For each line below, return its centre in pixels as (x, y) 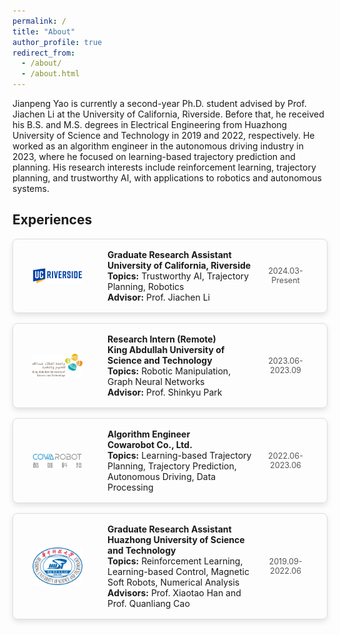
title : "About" (44, 31)
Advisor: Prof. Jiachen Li (158, 297)
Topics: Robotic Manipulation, (169, 371)
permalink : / (39, 21)
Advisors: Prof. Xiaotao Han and (174, 592)
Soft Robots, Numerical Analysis (173, 582)
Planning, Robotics (146, 286)
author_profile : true (57, 42)
